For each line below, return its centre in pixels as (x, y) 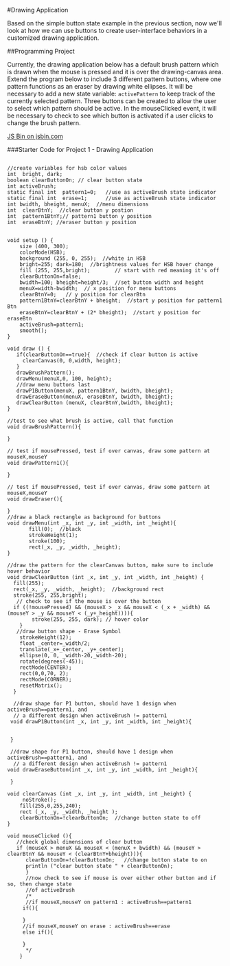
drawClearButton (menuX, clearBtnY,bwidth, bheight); (95, 403)
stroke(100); (47, 541)
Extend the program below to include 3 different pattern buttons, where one (114, 79)
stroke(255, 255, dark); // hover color (90, 619)
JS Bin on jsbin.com (35, 136)
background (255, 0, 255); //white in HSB (83, 259)
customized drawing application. (53, 38)
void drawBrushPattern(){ (44, 427)
